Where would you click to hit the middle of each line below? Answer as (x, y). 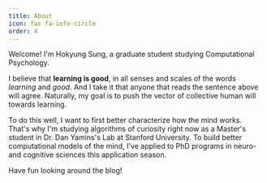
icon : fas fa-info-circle (52, 24)
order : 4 (23, 31)
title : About (30, 16)
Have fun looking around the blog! (65, 171)
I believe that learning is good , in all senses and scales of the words (123, 79)
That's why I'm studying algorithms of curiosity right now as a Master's (127, 129)
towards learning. (38, 105)
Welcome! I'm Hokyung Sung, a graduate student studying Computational (131, 54)
